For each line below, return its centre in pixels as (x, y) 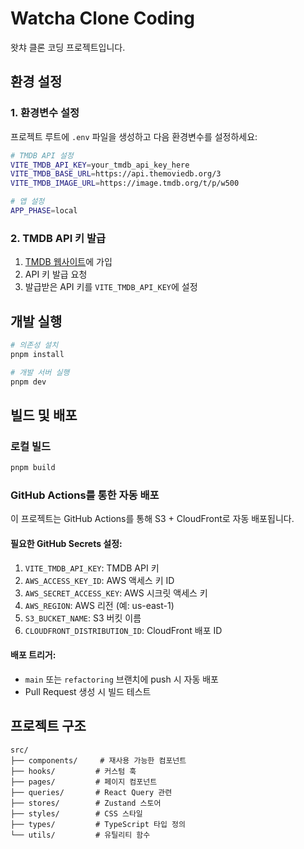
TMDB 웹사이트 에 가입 (68, 262)
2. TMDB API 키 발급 (58, 238)
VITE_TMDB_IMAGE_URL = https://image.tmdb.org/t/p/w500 (125, 183)
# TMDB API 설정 (42, 155)
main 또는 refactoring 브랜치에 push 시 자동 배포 (121, 679)
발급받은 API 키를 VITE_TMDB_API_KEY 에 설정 (111, 287)
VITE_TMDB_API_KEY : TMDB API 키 (92, 568)
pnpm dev (28, 382)
